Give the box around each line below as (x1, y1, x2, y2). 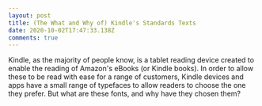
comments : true (8, 33, 59, 42)
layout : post (8, 11, 51, 20)
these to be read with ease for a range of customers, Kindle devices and (8, 72, 244, 81)
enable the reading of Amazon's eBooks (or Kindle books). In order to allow (8, 64, 254, 74)
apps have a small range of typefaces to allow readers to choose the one (8, 81, 246, 90)
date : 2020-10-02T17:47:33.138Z (8, 26, 115, 34)
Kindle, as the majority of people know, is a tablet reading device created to (8, 55, 255, 65)
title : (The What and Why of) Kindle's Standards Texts (8, 19, 196, 27)
